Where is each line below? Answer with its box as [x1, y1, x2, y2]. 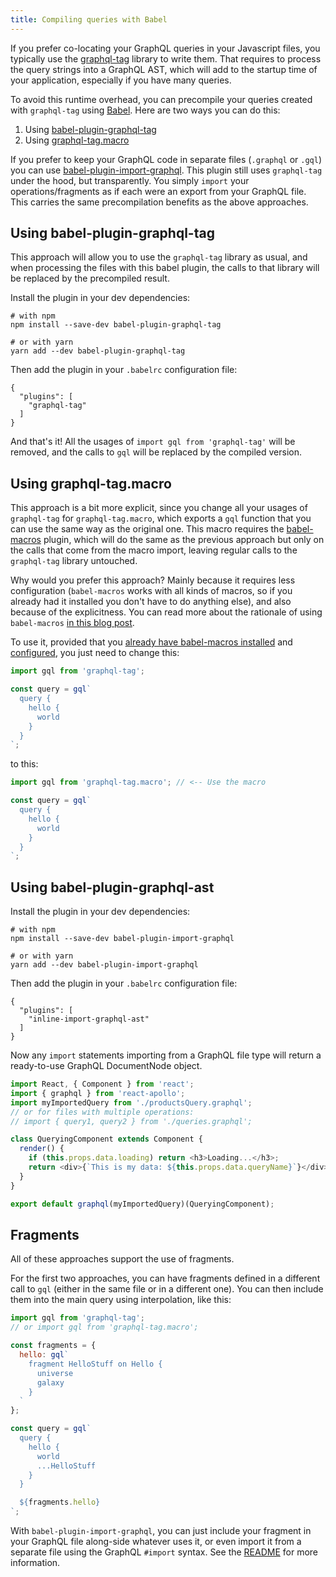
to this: [10, 758, 39, 770]
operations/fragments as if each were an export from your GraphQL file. [10, 185, 307, 197]
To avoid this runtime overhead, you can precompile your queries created [10, 93, 313, 105]
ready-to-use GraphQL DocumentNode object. [10, 1060, 203, 1072]
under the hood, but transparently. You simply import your [10, 174, 250, 186]
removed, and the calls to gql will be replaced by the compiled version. [10, 446, 302, 458]
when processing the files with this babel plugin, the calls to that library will [10, 262, 320, 274]
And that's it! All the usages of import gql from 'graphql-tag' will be [10, 436, 296, 448]
